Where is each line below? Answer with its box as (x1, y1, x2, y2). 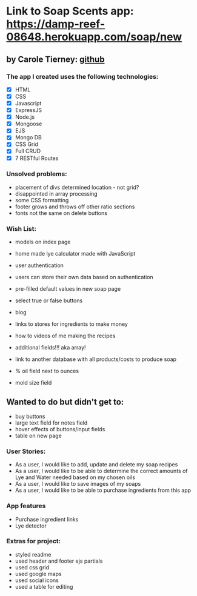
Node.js (15, 113, 35, 121)
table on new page (15, 432, 62, 439)
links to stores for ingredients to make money (15, 320, 129, 328)
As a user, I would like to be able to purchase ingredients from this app (15, 486, 192, 494)
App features (6, 502, 46, 510)
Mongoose (15, 120, 42, 128)
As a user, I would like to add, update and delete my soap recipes (15, 461, 178, 468)
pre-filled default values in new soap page (15, 285, 121, 293)
